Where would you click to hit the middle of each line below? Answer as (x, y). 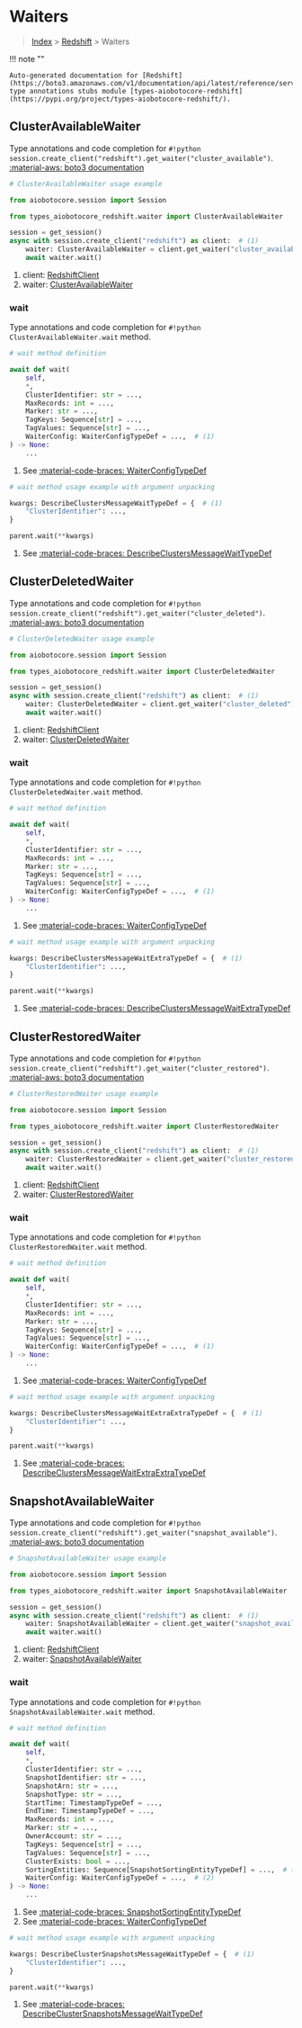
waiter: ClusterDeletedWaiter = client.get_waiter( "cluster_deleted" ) (160, 704)
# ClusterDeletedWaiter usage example (82, 639)
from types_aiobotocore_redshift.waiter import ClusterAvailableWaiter (146, 216)
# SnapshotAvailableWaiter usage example (88, 1558)
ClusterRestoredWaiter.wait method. (78, 1247)
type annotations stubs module (68, 91)
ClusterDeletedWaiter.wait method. (76, 792)
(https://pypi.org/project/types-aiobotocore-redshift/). (120, 99)
